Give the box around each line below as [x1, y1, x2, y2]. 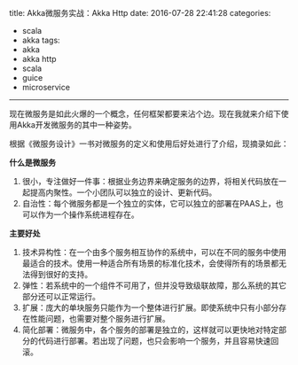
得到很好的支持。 [29, 269, 93, 279]
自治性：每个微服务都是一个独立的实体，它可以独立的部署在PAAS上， [21, 198, 277, 208]
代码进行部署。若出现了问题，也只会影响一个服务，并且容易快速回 [37, 336, 279, 346]
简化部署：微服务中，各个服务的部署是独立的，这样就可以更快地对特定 [21, 324, 279, 335]
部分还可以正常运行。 [21, 291, 100, 301]
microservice [21, 82, 71, 92]
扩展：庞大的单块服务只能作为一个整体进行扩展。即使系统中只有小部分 [21, 302, 279, 313]
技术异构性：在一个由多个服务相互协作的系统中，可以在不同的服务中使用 [21, 247, 286, 257]
